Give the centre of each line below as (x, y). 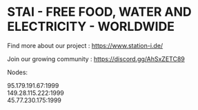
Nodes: (18, 72)
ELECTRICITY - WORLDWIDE (91, 26)
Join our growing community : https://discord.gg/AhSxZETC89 (96, 58)
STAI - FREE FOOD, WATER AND (99, 12)
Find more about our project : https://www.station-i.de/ (85, 45)
